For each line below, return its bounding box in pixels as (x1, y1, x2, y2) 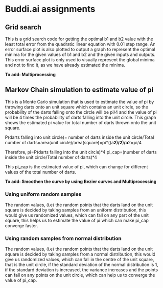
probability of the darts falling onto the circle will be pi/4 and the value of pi (5, 109, 157, 115)
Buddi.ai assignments (5, 3, 95, 15)
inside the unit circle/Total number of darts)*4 (5, 154, 97, 160)
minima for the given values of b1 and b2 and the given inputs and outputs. (5, 52, 156, 57)
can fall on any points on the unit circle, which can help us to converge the (5, 272, 155, 278)
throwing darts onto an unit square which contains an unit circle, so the (5, 104, 148, 110)
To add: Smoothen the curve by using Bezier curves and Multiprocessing (5, 178, 157, 184)
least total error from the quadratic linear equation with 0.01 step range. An (5, 41, 156, 47)
